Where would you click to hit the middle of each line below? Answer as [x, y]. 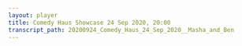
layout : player [33, 15]
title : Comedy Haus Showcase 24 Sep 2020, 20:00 [89, 23]
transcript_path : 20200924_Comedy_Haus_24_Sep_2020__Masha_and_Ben [121, 30]
